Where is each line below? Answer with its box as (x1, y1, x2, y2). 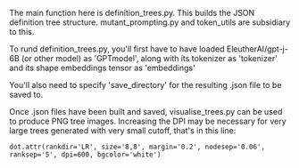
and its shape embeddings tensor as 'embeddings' (9, 62, 196, 73)
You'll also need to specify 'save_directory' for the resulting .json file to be (9, 80, 282, 90)
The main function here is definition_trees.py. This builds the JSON (9, 8, 255, 18)
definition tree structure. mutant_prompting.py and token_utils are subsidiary (9, 17, 291, 28)
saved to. (9, 89, 44, 100)
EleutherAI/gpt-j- (226, 44, 288, 54)
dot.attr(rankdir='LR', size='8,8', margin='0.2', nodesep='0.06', (9, 142, 266, 151)
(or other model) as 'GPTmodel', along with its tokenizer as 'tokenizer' (21, 53, 278, 63)
